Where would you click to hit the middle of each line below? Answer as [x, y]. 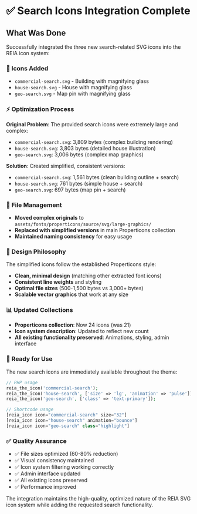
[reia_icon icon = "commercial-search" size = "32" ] [67, 415]
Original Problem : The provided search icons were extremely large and [92, 124]
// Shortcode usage [30, 409]
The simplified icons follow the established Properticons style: [81, 264]
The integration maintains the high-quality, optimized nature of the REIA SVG [98, 499]
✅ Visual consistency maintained [54, 461]
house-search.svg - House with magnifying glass [73, 88]
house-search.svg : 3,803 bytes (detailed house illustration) [85, 148]
